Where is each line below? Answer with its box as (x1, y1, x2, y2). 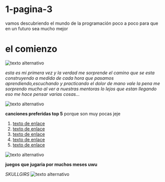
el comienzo (5, 43, 58, 55)
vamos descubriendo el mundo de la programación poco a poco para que (5, 20, 158, 26)
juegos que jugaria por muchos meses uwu (5, 161, 97, 167)
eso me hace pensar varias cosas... (5, 91, 80, 97)
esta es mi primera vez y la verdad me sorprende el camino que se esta (5, 70, 155, 76)
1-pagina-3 (5, 4, 53, 15)
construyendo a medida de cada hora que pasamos (5, 75, 114, 81)
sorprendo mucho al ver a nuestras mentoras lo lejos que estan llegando (5, 86, 157, 92)
